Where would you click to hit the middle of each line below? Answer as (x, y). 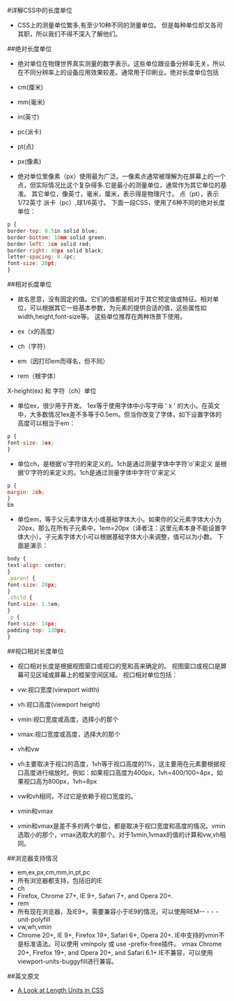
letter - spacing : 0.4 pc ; (42, 257)
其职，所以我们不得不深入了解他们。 (69, 34)
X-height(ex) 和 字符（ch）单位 (52, 391)
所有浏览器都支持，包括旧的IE (60, 880)
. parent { (22, 578)
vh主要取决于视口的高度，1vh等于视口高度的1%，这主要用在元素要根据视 (122, 763)
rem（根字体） (38, 376)
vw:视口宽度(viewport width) (58, 689)
